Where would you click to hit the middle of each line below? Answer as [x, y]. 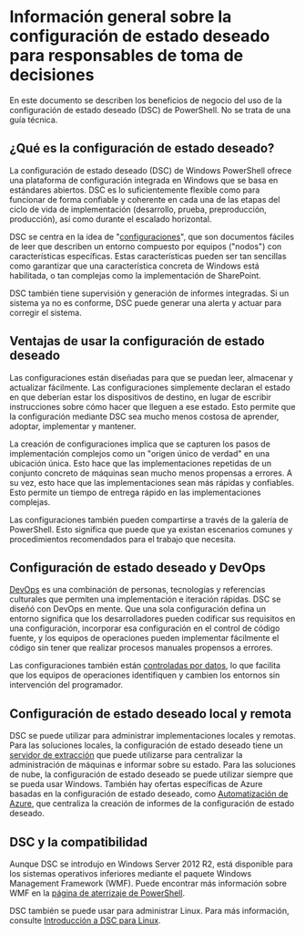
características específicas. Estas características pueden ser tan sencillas [148, 256]
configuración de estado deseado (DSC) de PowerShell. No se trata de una [150, 110]
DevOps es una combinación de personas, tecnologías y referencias [137, 590]
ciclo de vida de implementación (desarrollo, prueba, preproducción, [138, 209]
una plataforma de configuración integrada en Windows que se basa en [144, 180]
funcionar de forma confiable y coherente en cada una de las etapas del [145, 199]
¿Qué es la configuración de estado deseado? [142, 148]
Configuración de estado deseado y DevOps [137, 567]
